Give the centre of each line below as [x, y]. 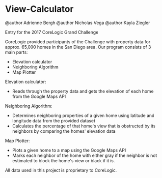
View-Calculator [39, 9]
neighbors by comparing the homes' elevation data [64, 131]
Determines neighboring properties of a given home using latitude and [83, 115]
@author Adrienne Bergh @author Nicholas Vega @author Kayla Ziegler [78, 23]
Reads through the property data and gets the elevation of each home [83, 91]
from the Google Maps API [39, 96]
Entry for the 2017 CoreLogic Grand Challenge [52, 32]
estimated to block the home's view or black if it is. [64, 160]
